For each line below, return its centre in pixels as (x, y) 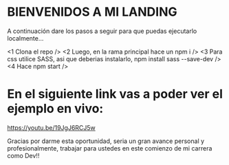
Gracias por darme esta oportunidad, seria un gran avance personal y (106, 141)
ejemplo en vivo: (55, 109)
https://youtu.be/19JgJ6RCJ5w (52, 127)
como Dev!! (23, 155)
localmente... (25, 38)
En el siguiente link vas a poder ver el (115, 94)
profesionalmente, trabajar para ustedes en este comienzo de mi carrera (110, 148)
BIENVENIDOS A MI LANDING (92, 12)
